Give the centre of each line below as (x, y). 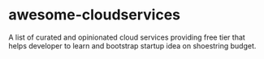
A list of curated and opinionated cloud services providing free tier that (127, 37)
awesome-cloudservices (95, 15)
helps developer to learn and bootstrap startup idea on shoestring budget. (132, 45)
